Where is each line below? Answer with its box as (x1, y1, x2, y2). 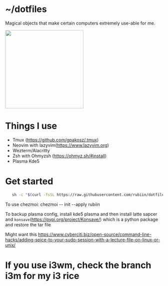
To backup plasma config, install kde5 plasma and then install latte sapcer (5, 211, 157, 217)
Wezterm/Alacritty (12, 147, 50, 153)
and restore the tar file (5, 221, 51, 227)
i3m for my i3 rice (5, 270, 79, 281)
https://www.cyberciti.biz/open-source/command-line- (38, 231, 151, 237)
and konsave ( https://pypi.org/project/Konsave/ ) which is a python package (5, 216, 158, 222)
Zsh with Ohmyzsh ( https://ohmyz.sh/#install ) (12, 153, 107, 159)
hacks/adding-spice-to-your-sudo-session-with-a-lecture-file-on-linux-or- (5, 236, 160, 242)
